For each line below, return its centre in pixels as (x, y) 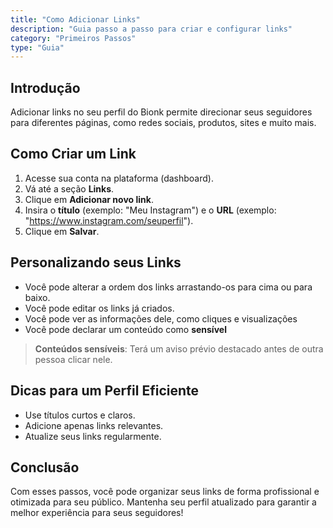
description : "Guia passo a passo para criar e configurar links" (151, 29)
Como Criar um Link (73, 154)
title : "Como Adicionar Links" (75, 19)
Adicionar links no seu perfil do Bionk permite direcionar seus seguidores (161, 112)
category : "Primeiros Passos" (73, 38)
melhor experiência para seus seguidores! (97, 513)
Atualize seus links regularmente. (93, 436)
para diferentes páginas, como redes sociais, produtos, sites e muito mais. (163, 123)
